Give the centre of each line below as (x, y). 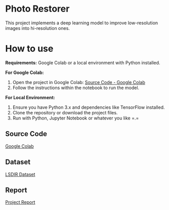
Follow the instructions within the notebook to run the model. (76, 88)
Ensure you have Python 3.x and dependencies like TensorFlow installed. (89, 107)
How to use (29, 49)
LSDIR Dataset (20, 174)
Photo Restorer (37, 9)
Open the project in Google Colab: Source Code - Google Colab (79, 82)
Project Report (20, 202)
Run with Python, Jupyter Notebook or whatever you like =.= (76, 118)
